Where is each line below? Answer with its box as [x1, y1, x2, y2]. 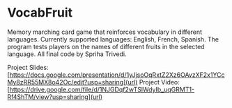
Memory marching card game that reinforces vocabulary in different [7, 28, 203, 36]
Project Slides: [7, 63, 49, 71]
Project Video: [139, 78, 180, 86]
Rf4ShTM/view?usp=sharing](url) [7, 92, 103, 101]
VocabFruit [7, 5, 73, 21]
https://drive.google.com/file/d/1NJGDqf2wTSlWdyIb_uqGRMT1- [9, 85, 195, 93]
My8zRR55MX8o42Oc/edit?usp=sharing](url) [7, 78, 138, 86]
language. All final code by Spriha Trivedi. [7, 50, 127, 58]
